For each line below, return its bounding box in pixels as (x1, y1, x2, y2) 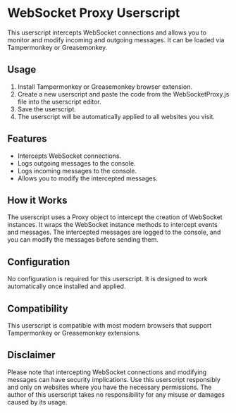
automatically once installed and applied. (7, 282, 126, 290)
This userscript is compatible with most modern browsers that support (7, 321, 212, 329)
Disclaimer (7, 349, 56, 361)
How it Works (7, 194, 68, 206)
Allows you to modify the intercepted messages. (17, 174, 159, 183)
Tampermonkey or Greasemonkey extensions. (7, 329, 141, 337)
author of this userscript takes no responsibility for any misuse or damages (7, 390, 225, 399)
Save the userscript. (17, 104, 76, 113)
